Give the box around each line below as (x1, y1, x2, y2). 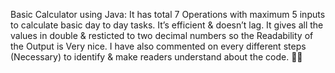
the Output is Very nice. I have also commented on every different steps (10, 40, 307, 52)
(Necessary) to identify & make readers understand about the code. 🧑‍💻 (10, 51, 303, 63)
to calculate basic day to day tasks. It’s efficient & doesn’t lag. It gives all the (10, 19, 324, 31)
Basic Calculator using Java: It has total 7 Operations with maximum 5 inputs (10, 9, 326, 20)
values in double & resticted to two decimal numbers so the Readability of (10, 30, 314, 41)
